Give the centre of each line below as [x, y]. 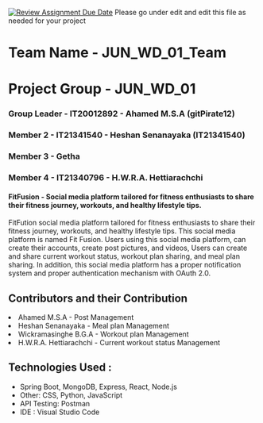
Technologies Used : [60, 368]
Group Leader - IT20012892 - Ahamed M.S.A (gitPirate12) [122, 113]
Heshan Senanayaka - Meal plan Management [94, 326]
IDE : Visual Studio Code [60, 412]
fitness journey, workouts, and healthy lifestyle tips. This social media [122, 231]
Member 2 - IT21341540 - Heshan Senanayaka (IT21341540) [127, 135]
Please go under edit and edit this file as [180, 12]
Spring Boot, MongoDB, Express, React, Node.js [98, 386]
